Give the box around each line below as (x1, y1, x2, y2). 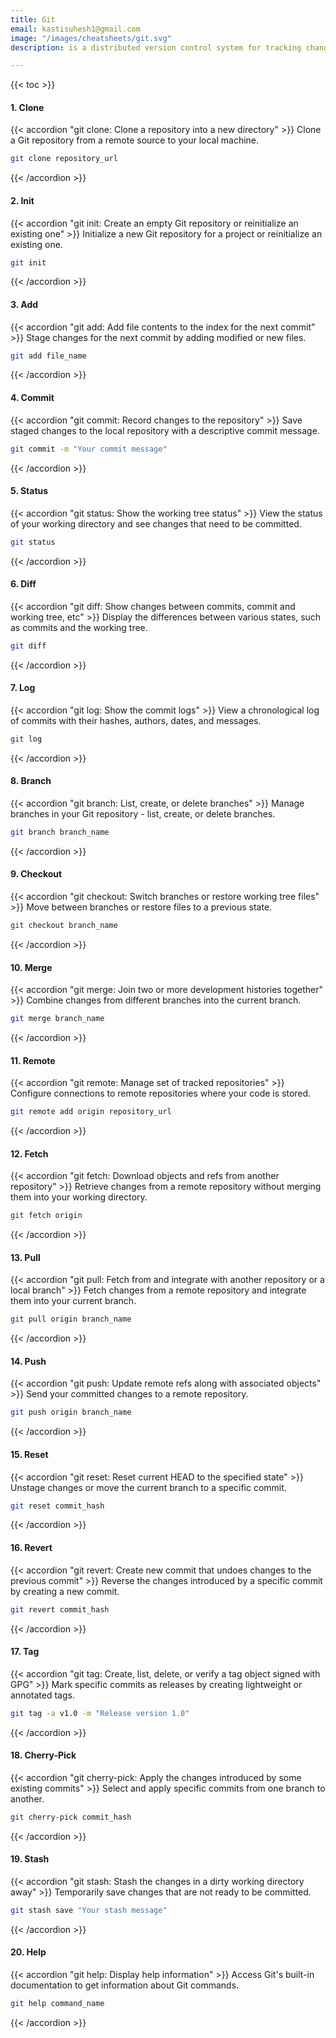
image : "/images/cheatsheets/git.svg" (10, 33, 172, 43)
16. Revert (10, 1542, 53, 1554)
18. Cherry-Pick (10, 1749, 77, 1761)
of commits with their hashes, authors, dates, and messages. (10, 714, 262, 726)
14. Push (10, 1355, 47, 1367)
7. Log (10, 682, 36, 694)
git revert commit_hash (10, 1604, 110, 1615)
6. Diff (10, 578, 37, 590)
